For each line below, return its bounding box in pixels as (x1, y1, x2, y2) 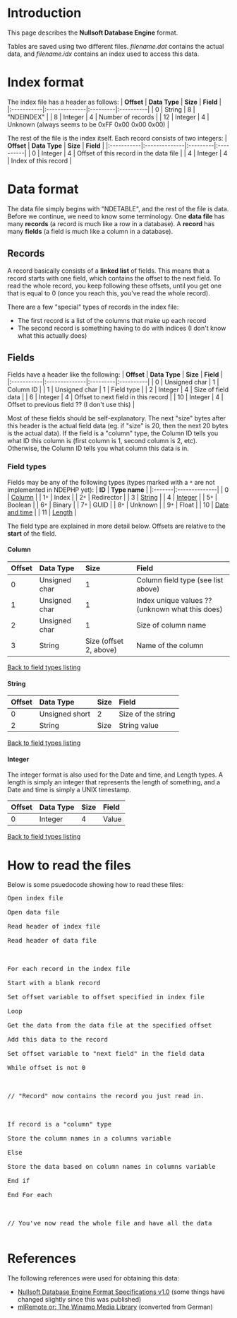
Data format (7, 182, 79, 197)
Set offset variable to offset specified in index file (7, 993, 205, 1001)
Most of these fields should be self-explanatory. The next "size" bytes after (7, 414, 226, 423)
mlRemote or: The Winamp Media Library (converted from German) (17, 1302, 213, 1312)
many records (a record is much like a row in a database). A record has (7, 219, 215, 228)
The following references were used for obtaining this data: (7, 1274, 180, 1283)
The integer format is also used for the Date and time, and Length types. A (7, 770, 224, 779)
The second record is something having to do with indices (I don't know (17, 324, 226, 332)
